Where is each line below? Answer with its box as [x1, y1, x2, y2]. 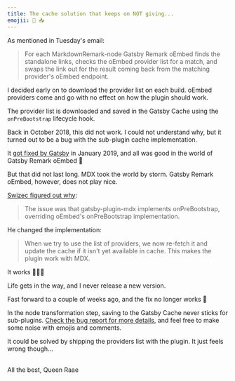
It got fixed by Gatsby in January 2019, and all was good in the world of [7, 149, 213, 157]
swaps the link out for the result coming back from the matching [24, 65, 210, 73]
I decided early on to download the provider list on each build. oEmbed [7, 86, 213, 94]
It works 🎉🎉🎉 [7, 267, 45, 276]
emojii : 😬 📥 [7, 17, 44, 24]
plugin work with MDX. [24, 254, 90, 262]
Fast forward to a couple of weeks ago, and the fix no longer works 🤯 [7, 295, 207, 303]
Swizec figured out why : [7, 191, 78, 199]
